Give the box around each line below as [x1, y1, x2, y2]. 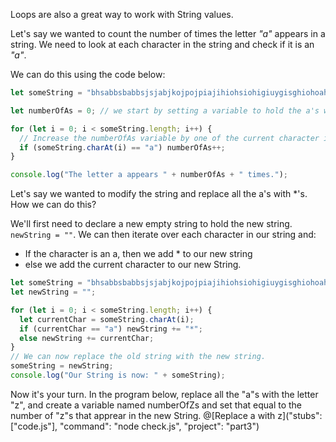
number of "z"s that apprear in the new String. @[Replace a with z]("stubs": [10, 409, 323, 421]
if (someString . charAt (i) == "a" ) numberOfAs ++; [19, 142, 226, 153]
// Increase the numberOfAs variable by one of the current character [19, 133, 320, 143]
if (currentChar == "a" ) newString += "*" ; [19, 324, 203, 334]
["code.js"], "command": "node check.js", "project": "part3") [10, 420, 260, 432]
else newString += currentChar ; [19, 333, 155, 343]
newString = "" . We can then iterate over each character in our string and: [10, 229, 317, 241]
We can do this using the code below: [10, 69, 166, 80]
